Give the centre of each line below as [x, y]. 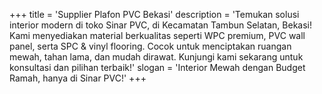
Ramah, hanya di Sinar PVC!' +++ [78, 78]
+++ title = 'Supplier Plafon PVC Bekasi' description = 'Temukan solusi [154, 14]
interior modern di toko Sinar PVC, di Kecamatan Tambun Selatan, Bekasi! [161, 25]
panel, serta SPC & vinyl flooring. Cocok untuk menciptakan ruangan [150, 46]
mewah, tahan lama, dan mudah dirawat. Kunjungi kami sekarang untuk [156, 57]
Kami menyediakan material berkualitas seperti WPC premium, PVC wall [157, 35]
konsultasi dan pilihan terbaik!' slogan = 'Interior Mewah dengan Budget [157, 67]
